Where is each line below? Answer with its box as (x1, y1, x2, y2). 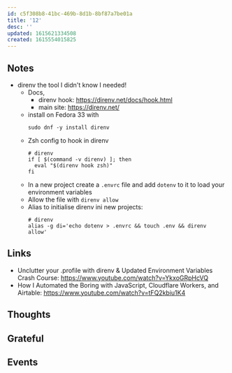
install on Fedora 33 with (27, 110, 99, 119)
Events (7, 356, 38, 368)
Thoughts (7, 309, 51, 321)
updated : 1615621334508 (7, 29, 77, 37)
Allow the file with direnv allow (27, 195, 119, 204)
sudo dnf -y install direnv (27, 124, 110, 131)
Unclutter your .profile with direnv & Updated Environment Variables (17, 266, 213, 274)
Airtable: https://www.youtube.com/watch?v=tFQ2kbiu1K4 (17, 288, 186, 297)
